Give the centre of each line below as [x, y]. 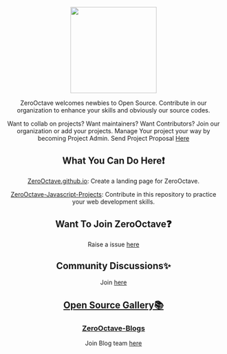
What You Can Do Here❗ [113, 161]
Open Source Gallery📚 [113, 305]
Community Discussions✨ [113, 266]
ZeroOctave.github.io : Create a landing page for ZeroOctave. [113, 181]
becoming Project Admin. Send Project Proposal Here [113, 138]
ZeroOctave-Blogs [113, 328]
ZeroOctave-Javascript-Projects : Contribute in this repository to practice [113, 194]
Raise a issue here [113, 244]
